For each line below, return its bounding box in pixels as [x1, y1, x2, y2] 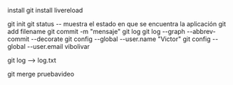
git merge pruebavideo [7, 70, 75, 78]
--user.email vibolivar [27, 42, 90, 50]
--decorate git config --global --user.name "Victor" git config [31, 35, 211, 43]
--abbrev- [186, 28, 216, 35]
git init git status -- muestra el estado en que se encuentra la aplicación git [7, 20, 227, 28]
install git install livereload [7, 6, 83, 14]
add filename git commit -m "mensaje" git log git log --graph [7, 28, 185, 35]
